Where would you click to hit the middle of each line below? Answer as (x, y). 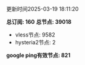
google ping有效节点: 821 (39, 55)
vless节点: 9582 (35, 35)
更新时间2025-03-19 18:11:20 (42, 9)
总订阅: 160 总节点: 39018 (39, 22)
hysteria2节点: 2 (35, 42)
